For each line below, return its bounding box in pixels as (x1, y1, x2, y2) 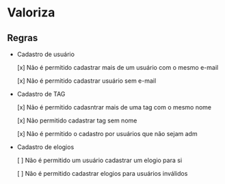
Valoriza (7, 5, 55, 21)
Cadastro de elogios (16, 143, 75, 151)
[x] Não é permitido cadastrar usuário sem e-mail (16, 77, 157, 85)
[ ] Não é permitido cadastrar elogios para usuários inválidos (16, 170, 188, 177)
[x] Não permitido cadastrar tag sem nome (16, 116, 137, 124)
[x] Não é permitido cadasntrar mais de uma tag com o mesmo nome (16, 103, 212, 111)
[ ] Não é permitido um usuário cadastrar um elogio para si (16, 156, 183, 164)
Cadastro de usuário (16, 50, 75, 58)
